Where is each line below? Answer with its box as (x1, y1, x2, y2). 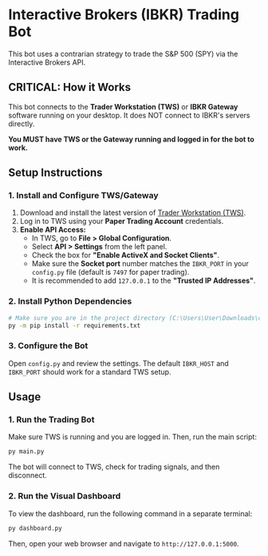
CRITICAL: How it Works (8, 81, 132, 94)
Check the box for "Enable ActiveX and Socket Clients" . (31, 250, 219, 260)
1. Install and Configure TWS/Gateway (8, 190, 159, 201)
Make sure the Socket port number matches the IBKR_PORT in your (31, 259, 249, 268)
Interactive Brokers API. (8, 58, 86, 67)
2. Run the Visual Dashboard (8, 490, 121, 502)
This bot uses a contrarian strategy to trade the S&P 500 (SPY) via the (8, 49, 238, 58)
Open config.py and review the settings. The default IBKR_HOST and (8, 358, 229, 368)
